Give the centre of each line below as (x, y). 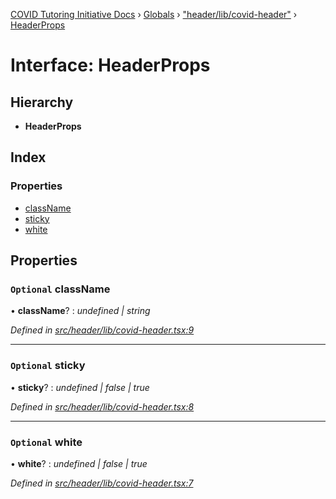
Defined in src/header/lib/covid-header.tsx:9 (102, 330)
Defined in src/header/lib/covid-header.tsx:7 (102, 483)
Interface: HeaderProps (110, 65)
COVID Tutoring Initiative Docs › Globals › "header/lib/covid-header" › (154, 14)
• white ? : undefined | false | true (79, 463)
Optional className (60, 289)
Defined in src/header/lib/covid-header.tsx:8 (102, 406)
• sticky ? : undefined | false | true (80, 387)
